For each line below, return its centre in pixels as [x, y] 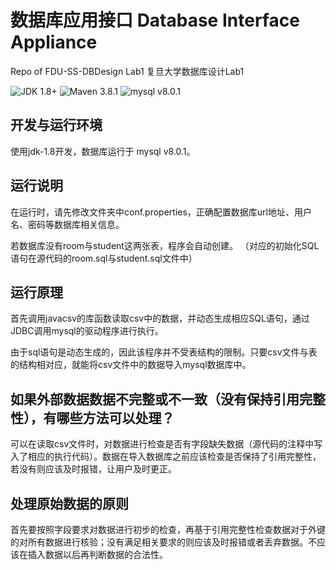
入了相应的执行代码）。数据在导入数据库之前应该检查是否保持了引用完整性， [166, 457]
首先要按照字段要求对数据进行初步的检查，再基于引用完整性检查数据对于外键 [168, 529]
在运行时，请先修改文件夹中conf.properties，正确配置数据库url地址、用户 [161, 212]
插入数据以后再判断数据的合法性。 [97, 554]
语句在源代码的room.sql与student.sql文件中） [104, 258]
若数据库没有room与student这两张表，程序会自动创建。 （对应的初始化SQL [165, 245]
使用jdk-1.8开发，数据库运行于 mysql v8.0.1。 [103, 151]
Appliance [54, 42]
